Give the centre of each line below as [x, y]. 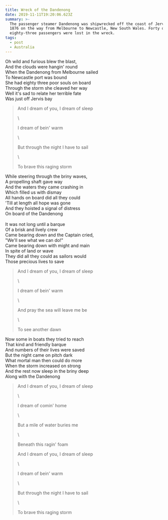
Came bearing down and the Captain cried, [49, 235]
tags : [11, 38]
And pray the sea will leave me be [52, 310]
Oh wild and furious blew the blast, [41, 61]
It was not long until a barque [35, 224]
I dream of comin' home [42, 405]
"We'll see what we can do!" [34, 240]
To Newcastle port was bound [36, 77]
